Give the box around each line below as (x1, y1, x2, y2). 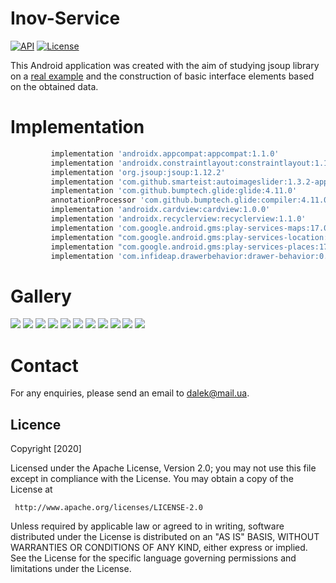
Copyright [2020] (10, 443, 82, 455)
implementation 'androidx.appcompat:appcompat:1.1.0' (50, 148, 280, 159)
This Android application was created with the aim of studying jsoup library (10, 59, 320, 71)
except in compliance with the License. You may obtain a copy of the (10, 473, 294, 485)
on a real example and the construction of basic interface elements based (10, 70, 315, 82)
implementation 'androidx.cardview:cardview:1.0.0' (50, 205, 271, 215)
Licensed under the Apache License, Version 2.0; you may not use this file (10, 462, 317, 474)
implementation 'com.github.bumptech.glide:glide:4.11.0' (50, 186, 298, 196)
